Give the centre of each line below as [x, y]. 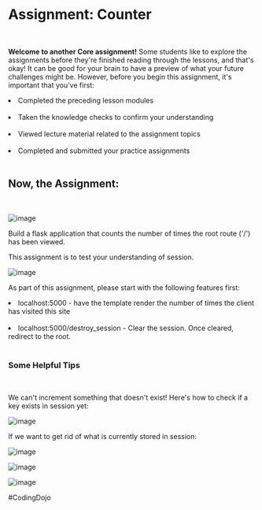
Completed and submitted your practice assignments [104, 151]
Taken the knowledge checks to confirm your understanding [116, 117]
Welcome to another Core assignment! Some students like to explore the [128, 51]
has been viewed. [37, 241]
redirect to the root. [40, 336]
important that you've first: [51, 85]
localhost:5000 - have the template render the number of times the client [136, 303]
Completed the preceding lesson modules [86, 100]
